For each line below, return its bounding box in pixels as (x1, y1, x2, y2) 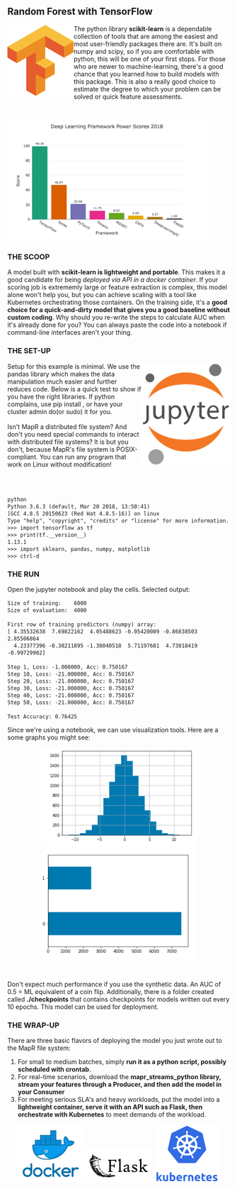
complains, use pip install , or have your (7, 400, 123, 408)
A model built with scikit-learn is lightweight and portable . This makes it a (7, 268, 226, 277)
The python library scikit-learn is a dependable (74, 24, 212, 33)
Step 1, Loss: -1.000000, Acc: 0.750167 (7, 663, 129, 671)
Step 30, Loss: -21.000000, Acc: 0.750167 (7, 684, 134, 692)
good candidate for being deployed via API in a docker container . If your (7, 276, 219, 284)
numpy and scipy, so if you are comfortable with (74, 47, 214, 55)
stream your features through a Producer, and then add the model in (17, 1081, 222, 1089)
